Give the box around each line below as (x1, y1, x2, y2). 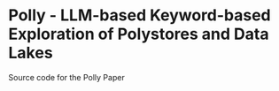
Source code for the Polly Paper (8, 72, 125, 82)
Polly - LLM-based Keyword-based (8, 5, 271, 26)
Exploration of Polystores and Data (8, 24, 269, 44)
